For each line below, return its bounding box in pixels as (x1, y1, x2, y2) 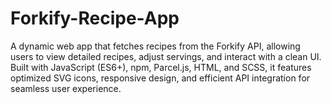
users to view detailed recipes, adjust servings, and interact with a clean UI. (10, 50, 322, 62)
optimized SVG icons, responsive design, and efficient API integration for (10, 72, 311, 84)
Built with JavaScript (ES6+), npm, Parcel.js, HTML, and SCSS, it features (10, 61, 312, 73)
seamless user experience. (10, 82, 122, 94)
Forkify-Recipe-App (10, 7, 180, 30)
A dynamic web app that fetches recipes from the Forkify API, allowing (10, 40, 301, 52)
